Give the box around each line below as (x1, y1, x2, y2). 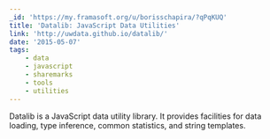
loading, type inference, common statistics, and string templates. (9, 120, 246, 130)
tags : (9, 46, 29, 55)
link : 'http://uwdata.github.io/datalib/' (9, 29, 168, 38)
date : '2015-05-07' (9, 37, 81, 47)
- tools (25, 78, 53, 87)
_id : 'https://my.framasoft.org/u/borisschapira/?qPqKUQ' (9, 12, 228, 22)
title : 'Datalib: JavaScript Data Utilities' (9, 21, 180, 30)
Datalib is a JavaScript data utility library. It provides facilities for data (9, 111, 262, 121)
